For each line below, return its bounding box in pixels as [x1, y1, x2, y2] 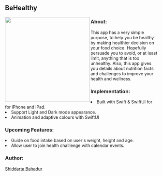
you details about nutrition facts [90, 65, 154, 71]
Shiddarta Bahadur [5, 166, 43, 172]
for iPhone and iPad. [5, 104, 46, 110]
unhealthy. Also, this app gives [90, 60, 151, 66]
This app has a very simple [90, 29, 144, 35]
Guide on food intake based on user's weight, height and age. [11, 138, 134, 144]
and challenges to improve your [90, 70, 154, 77]
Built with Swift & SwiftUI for [96, 99, 153, 105]
